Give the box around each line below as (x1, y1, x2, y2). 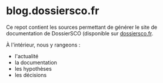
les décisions (14, 71, 47, 78)
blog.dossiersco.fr (6, 4, 99, 18)
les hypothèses (14, 65, 52, 72)
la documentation (14, 59, 58, 66)
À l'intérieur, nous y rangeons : (6, 41, 81, 48)
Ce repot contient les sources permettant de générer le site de (6, 24, 158, 31)
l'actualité (14, 52, 39, 59)
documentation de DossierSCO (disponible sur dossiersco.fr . (6, 29, 154, 36)
